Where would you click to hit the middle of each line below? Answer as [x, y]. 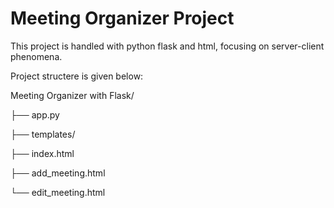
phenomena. [36, 56]
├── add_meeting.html [58, 173]
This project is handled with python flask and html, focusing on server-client [167, 46]
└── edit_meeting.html [58, 192]
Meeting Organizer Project [122, 18]
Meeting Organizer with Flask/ [72, 95]
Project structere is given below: [77, 76]
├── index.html [42, 153]
